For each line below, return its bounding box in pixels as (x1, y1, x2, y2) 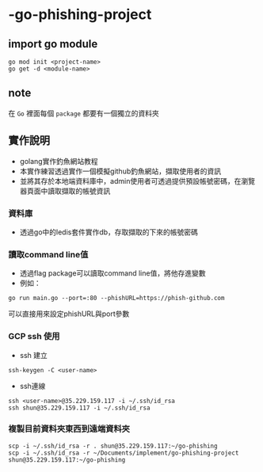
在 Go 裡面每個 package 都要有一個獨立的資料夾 (8, 108, 160, 118)
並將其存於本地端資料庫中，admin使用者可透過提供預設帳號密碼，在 (19, 176, 242, 185)
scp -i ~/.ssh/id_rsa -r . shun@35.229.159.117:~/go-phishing (8, 442, 218, 450)
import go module (8, 37, 98, 51)
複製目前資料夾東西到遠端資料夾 (8, 424, 131, 435)
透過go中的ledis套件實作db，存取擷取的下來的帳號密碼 (19, 227, 198, 237)
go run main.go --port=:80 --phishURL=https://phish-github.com (8, 295, 225, 303)
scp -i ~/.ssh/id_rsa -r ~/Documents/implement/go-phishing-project (8, 449, 239, 457)
